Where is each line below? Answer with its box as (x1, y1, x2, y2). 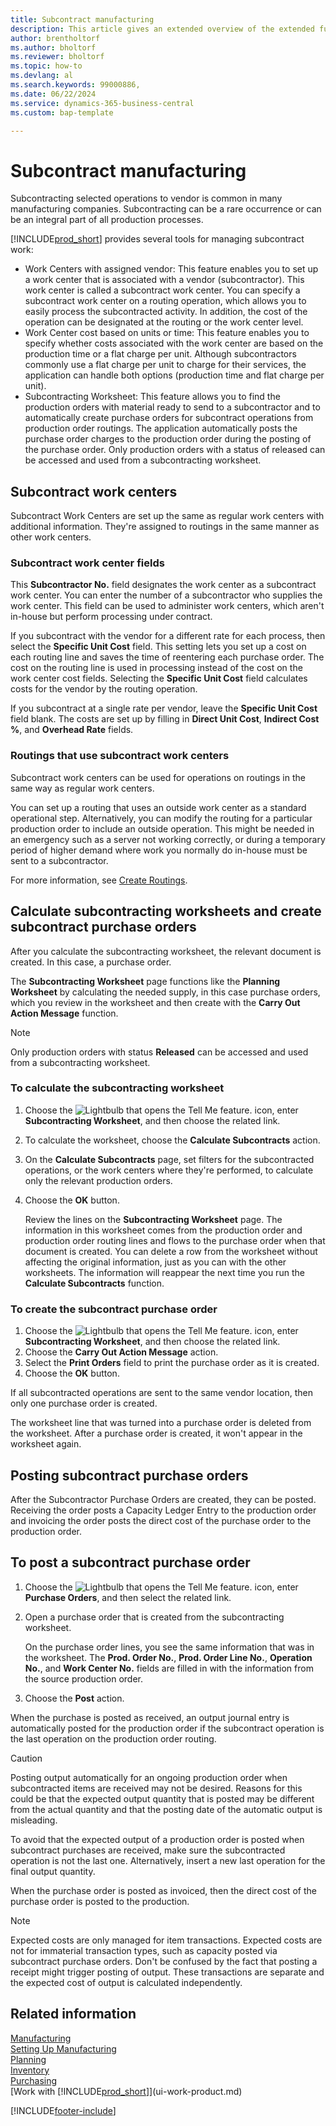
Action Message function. (10, 1007, 119, 1019)
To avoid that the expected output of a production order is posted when (10, 1833, 305, 1845)
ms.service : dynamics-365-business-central (10, 98, 195, 108)
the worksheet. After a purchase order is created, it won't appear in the (10, 1427, 303, 1440)
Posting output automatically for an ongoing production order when (10, 1771, 288, 1783)
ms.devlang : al (10, 71, 74, 81)
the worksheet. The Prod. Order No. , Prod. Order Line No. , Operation (24, 1651, 313, 1663)
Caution (10, 1752, 43, 1764)
